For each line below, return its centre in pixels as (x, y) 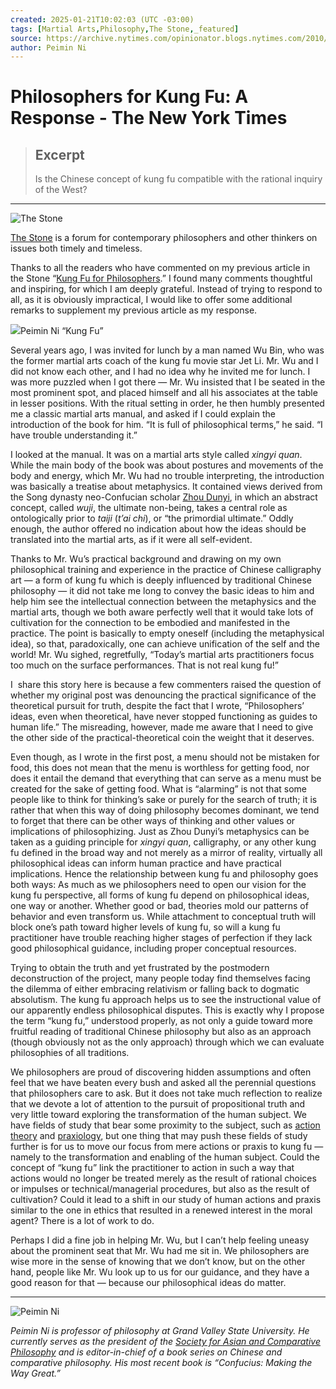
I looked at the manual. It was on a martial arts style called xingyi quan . (156, 455)
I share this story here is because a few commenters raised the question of (166, 685)
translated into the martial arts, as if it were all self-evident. (131, 540)
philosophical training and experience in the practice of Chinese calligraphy (166, 570)
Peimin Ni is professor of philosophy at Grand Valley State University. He (160, 1331)
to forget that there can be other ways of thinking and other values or (153, 821)
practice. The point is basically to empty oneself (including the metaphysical (167, 633)
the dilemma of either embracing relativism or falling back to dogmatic (155, 989)
